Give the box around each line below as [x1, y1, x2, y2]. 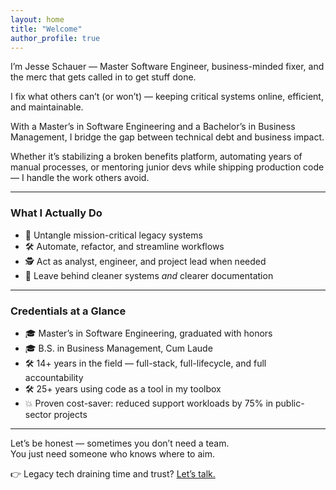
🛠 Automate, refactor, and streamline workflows [24, 240, 225, 252]
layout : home [10, 14, 65, 25]
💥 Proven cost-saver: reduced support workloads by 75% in [24, 397, 274, 409]
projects [53, 408, 88, 420]
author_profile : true [10, 33, 101, 43]
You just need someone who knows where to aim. [10, 447, 216, 460]
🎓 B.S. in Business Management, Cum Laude [24, 342, 213, 354]
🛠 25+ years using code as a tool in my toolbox [24, 382, 222, 395]
